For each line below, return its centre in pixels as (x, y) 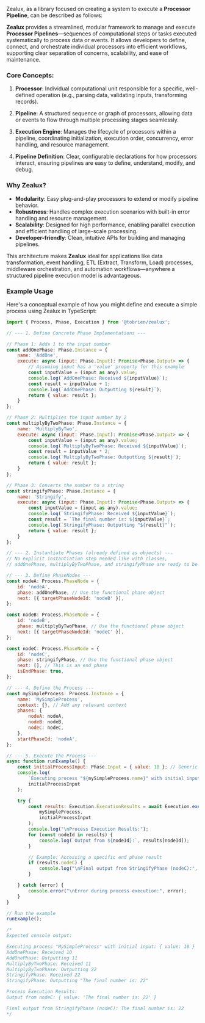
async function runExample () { (46, 761)
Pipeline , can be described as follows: (54, 15)
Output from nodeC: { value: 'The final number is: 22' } (81, 997)
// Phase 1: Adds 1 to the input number (59, 344)
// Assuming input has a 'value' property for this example (106, 367)
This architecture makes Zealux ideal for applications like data (85, 256)
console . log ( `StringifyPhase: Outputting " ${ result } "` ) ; (102, 525)
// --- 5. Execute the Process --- (52, 756)
